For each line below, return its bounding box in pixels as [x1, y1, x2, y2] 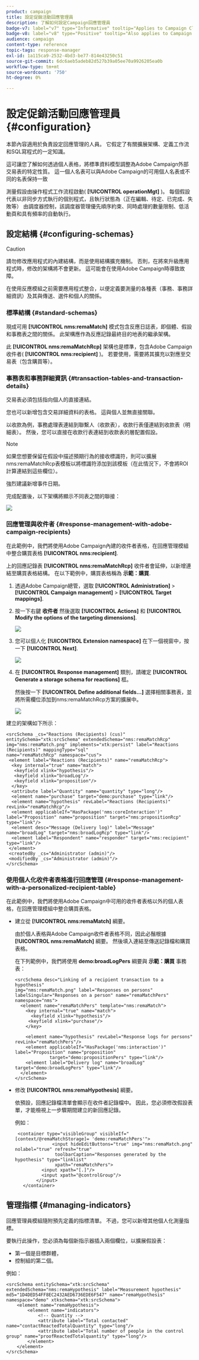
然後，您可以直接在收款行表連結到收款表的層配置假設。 [25, 429, 161, 436]
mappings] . [14, 595, 44, 602]
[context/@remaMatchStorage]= [14, 1136, 90, 1142]
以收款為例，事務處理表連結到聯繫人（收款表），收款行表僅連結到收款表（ [6, 421, 185, 428]
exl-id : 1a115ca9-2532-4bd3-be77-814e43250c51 [6, 53, 123, 59]
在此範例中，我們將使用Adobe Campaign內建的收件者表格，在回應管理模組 [6, 542, 189, 549]
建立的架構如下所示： [6, 719, 58, 726]
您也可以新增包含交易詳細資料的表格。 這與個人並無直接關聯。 [6, 409, 158, 416]
